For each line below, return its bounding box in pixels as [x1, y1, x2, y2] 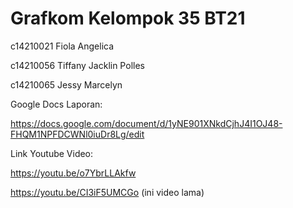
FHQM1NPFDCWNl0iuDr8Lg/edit [10, 128, 145, 140]
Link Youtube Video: [10, 147, 94, 159]
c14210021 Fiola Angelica [10, 40, 115, 52]
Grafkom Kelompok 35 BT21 [10, 7, 246, 30]
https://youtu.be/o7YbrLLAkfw [10, 167, 137, 179]
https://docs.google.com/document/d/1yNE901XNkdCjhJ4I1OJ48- [10, 117, 283, 129]
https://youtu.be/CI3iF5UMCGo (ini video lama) [10, 186, 205, 198]
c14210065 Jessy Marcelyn [10, 78, 123, 91]
